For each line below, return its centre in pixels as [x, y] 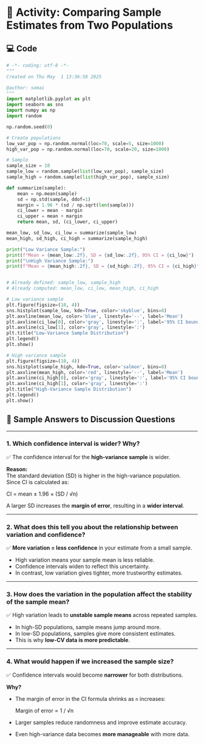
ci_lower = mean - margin [50, 211]
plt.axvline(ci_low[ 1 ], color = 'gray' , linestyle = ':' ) [76, 327]
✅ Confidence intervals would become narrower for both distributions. [95, 675]
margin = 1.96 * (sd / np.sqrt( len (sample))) [76, 205]
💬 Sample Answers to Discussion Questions [91, 419]
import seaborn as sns [35, 105]
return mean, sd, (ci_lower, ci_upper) [68, 222]
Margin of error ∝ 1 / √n [44, 711]
